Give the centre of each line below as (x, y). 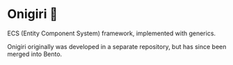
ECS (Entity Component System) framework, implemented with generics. (112, 33)
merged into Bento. (35, 54)
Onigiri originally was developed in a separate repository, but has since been (117, 46)
